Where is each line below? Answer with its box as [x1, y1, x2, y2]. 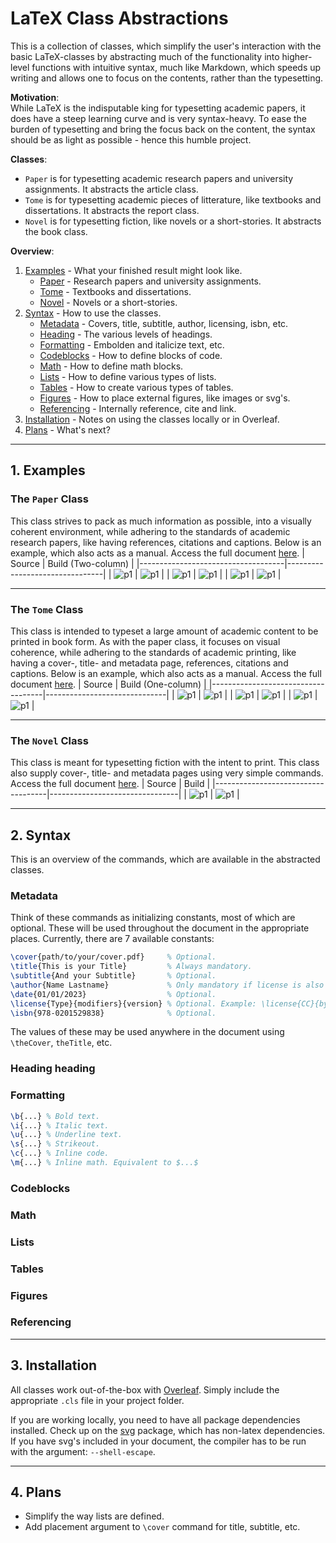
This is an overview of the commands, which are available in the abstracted [10, 853, 321, 866]
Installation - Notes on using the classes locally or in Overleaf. [24, 413, 280, 425]
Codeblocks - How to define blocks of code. [39, 349, 223, 361]
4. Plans [10, 1484, 62, 1501]
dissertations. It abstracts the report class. [24, 204, 200, 216]
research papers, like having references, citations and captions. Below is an [10, 536, 322, 548]
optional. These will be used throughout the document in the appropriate [10, 922, 310, 934]
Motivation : [10, 91, 60, 103]
